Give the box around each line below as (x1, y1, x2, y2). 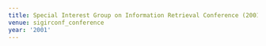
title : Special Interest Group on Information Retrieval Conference (8, 11, 239, 19)
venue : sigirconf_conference (8, 19, 104, 27)
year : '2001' (8, 26, 51, 34)
